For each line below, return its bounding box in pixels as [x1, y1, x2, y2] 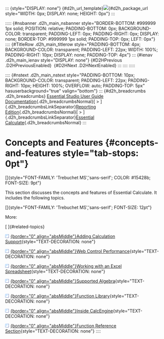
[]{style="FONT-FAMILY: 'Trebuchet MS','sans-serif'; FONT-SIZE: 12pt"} [5, 204, 152, 210]
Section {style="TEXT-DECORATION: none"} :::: [5, 328, 101, 334]
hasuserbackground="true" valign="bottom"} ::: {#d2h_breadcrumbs [5, 88, 146, 94]
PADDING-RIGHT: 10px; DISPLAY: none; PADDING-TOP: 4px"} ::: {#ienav [5, 52, 153, 58]
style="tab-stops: [62, 148, 139, 159]
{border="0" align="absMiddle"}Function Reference [10, 323, 116, 329]
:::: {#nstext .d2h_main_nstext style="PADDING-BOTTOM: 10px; [5, 72, 135, 78]
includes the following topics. [5, 194, 65, 201]
